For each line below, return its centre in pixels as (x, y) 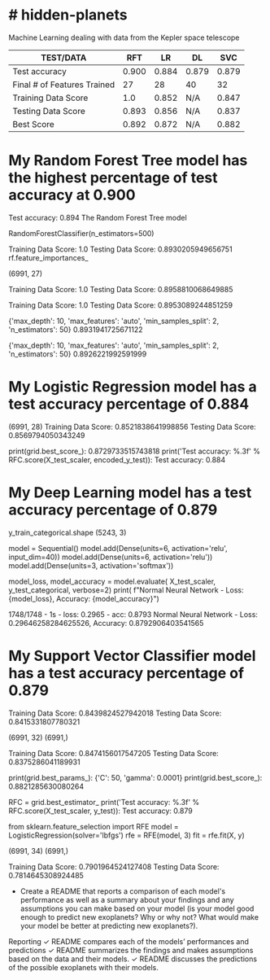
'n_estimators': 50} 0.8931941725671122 (76, 329)
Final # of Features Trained (64, 85)
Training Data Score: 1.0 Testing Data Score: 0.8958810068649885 (121, 289)
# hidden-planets (68, 15)
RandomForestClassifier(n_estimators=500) (81, 233)
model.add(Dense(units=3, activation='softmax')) (91, 565)
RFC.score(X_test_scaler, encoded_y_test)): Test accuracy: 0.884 (117, 459)
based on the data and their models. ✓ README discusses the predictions (133, 959)
